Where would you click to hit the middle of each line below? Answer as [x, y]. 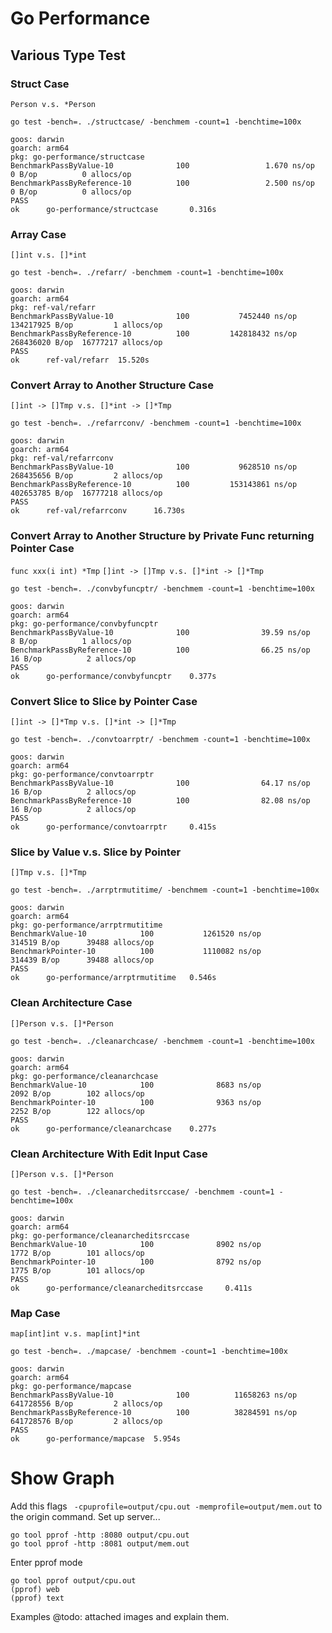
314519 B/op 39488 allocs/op [82, 943]
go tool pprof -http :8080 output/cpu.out [100, 1535]
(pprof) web [35, 1590]
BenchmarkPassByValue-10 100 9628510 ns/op [154, 467]
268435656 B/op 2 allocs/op [86, 476]
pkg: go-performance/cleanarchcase [84, 1076]
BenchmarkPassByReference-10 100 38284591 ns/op [154, 1413]
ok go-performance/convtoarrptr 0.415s [113, 827]
